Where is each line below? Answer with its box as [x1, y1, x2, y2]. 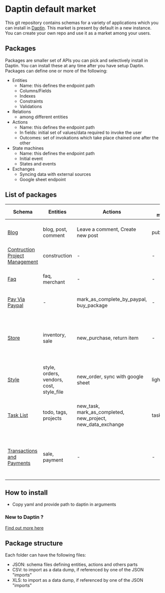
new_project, [77, 415, 107, 422]
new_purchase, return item [77, 334, 139, 341]
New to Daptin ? [5, 514, 44, 521]
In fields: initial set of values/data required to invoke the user [19, 129, 142, 135]
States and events [19, 161, 56, 166]
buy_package [77, 302, 108, 309]
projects [43, 415, 62, 422]
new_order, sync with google [77, 373, 143, 380]
